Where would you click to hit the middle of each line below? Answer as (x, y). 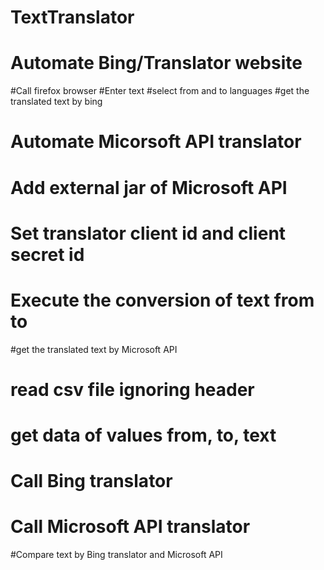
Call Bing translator (91, 481)
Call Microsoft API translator (130, 527)
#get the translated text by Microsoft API (94, 349)
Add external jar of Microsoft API (149, 187)
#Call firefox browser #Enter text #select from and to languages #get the (160, 91)
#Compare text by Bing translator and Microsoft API (116, 555)
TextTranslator (72, 17)
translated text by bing (56, 102)
